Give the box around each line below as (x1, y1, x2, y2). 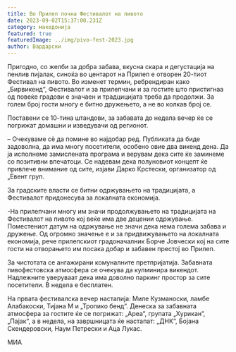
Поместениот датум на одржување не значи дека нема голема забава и (7, 222, 227, 230)
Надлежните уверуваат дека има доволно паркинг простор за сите (7, 273, 211, 281)
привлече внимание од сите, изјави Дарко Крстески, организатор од (7, 165, 216, 173)
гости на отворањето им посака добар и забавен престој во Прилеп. (7, 245, 216, 253)
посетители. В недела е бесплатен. (7, 281, 113, 289)
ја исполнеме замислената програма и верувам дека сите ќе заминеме (7, 150, 225, 158)
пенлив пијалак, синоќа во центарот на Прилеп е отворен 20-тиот (7, 70, 207, 78)
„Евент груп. (7, 172, 44, 181)
